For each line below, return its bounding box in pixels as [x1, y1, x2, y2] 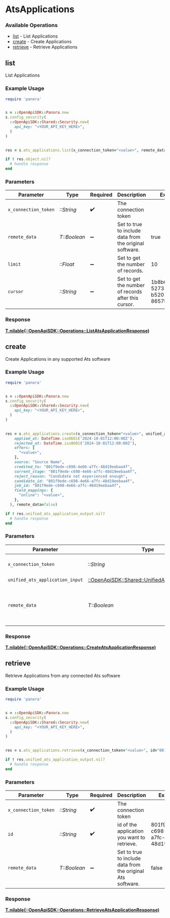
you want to [117, 834, 146, 841]
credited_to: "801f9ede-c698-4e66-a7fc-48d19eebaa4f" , [14, 464, 133, 469]
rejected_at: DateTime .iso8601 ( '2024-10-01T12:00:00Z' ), [14, 440, 137, 446]
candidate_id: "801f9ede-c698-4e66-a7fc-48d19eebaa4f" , [14, 479, 135, 484]
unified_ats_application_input [8, 577, 83, 583]
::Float [59, 261, 74, 268]
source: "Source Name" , [14, 460, 65, 465]
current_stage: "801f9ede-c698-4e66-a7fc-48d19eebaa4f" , [14, 469, 137, 474]
